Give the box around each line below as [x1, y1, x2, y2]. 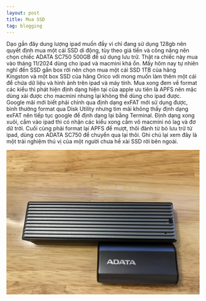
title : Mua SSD [6, 16, 45, 23]
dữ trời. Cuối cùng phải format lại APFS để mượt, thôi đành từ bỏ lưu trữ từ [6, 125, 193, 132]
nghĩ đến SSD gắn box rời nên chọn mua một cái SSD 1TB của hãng [6, 66, 177, 73]
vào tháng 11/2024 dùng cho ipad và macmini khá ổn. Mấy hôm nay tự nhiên [6, 60, 199, 67]
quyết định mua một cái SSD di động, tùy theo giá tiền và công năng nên [6, 46, 190, 54]
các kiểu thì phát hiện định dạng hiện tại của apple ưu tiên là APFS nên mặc [6, 86, 197, 93]
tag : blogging [6, 23, 43, 29]
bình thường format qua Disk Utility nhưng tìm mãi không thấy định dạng [6, 105, 189, 113]
